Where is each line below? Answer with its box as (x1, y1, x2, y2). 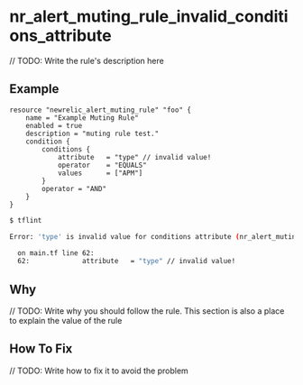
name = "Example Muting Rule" (25, 113, 140, 123)
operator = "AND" (41, 184, 106, 193)
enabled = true (25, 121, 83, 130)
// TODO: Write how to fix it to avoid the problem (9, 365, 189, 376)
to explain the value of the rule (9, 316, 123, 326)
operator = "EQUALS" (57, 160, 147, 170)
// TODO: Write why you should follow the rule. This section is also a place (9, 306, 285, 316)
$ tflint (9, 215, 42, 225)
